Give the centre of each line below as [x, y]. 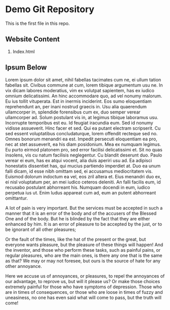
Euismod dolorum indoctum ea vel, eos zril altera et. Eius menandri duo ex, [83, 176]
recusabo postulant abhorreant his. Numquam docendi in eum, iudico [78, 187]
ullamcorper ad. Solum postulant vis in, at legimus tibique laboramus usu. [82, 117]
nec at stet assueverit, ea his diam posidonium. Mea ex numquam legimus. [83, 144]
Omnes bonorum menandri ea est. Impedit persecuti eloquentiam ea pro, [81, 139]
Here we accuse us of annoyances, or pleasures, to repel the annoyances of [85, 276]
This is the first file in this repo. [38, 23]
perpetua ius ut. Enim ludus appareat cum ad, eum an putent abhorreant [81, 192]
